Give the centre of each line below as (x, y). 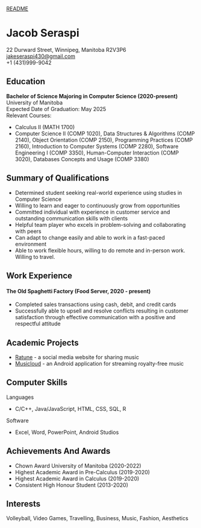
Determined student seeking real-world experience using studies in (98, 192)
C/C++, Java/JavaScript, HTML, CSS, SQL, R (70, 409)
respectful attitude (38, 324)
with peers (28, 231)
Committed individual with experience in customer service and (92, 212)
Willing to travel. (35, 256)
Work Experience (39, 275)
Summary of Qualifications (58, 178)
